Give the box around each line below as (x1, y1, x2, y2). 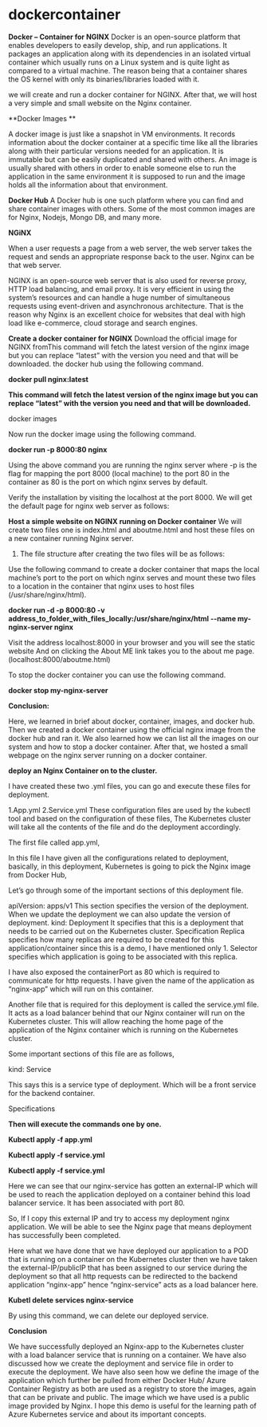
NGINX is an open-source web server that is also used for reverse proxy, (8, 275, 247, 285)
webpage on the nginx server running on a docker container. (8, 750, 207, 759)
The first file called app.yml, (8, 838, 100, 847)
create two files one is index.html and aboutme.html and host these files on (8, 525, 255, 534)
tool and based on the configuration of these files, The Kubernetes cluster (8, 814, 251, 823)
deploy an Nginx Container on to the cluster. (8, 766, 158, 775)
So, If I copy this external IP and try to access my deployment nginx (8, 1213, 230, 1223)
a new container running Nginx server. (8, 533, 134, 543)
